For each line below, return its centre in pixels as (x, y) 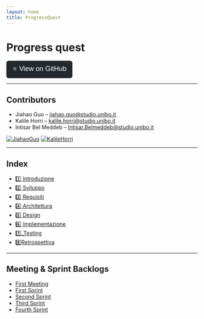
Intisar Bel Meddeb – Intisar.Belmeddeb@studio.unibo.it (84, 127)
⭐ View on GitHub (39, 69)
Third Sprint (30, 303)
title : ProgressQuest (34, 18)
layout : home (23, 12)
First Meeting (32, 284)
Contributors (31, 100)
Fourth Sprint (32, 309)
